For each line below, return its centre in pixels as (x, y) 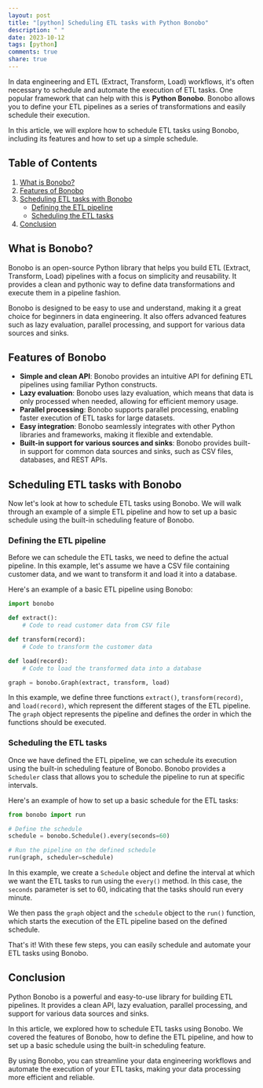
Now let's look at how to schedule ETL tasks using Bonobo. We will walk (125, 504)
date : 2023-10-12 (37, 37)
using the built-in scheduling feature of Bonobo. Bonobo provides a (117, 768)
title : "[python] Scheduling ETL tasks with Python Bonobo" (109, 23)
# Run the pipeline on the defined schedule (82, 850)
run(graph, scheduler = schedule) (61, 858)
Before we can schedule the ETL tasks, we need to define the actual (119, 558)
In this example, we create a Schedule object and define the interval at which (131, 873)
